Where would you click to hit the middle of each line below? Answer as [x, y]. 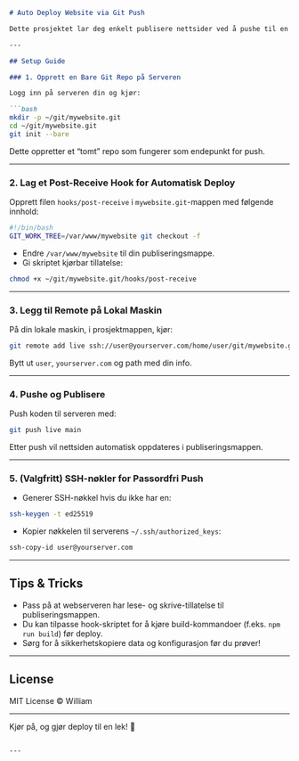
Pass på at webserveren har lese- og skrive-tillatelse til [123, 605]
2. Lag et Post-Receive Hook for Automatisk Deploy [122, 183]
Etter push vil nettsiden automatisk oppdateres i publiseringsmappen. [137, 447]
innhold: [24, 212]
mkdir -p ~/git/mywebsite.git [65, 118]
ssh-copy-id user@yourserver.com [71, 548]
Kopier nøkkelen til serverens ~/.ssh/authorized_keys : [121, 531]
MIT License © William [51, 700]
